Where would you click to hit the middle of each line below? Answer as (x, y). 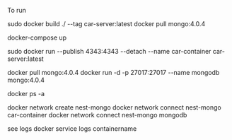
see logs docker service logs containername (72, 129)
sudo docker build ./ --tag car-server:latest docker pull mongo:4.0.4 (106, 24)
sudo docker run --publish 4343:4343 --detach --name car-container (109, 51)
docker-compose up (37, 37)
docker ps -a (26, 94)
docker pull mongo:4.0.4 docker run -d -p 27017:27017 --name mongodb (114, 72)
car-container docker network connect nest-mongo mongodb (97, 115)
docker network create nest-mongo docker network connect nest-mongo (114, 107)
